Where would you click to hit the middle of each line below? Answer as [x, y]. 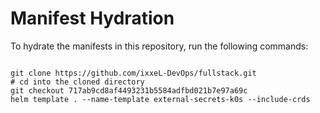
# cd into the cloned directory [77, 82]
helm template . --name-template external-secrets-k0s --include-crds [160, 99]
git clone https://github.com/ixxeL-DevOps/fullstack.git [133, 73]
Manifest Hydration [92, 18]
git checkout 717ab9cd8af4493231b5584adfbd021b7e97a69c [129, 90]
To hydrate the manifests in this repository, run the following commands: [159, 46]
